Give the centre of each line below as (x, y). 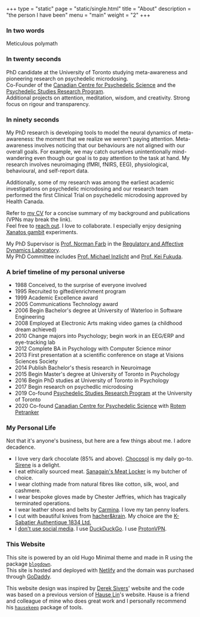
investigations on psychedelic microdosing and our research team (87, 189)
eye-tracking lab (35, 342)
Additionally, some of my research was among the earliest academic (90, 182)
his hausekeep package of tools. (45, 607)
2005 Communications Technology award (66, 304)
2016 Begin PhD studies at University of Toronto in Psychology (92, 380)
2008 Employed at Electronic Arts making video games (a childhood (99, 323)
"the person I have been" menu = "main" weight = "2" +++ (78, 15)
